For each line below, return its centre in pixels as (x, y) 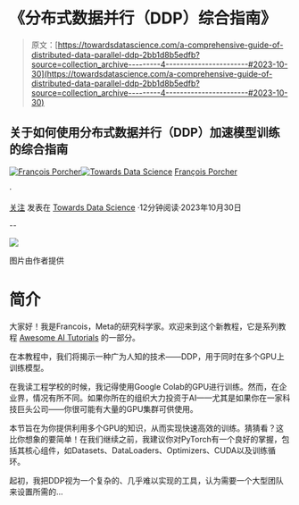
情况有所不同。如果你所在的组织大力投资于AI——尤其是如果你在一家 (158, 398)
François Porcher (206, 172)
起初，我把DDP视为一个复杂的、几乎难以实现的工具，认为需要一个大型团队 (146, 480)
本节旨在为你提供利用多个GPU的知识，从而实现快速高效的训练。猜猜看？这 (146, 428)
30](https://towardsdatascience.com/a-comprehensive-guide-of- (152, 73)
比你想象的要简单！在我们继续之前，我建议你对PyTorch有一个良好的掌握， (145, 439)
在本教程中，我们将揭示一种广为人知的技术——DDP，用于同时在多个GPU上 (147, 356)
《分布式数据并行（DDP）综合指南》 (143, 18)
